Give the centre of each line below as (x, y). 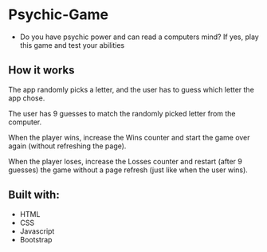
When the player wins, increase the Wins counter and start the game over (129, 137)
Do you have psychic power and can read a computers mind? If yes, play (139, 37)
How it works (41, 71)
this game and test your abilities (72, 45)
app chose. (27, 98)
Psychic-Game (59, 15)
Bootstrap (36, 239)
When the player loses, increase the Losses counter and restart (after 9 (126, 161)
